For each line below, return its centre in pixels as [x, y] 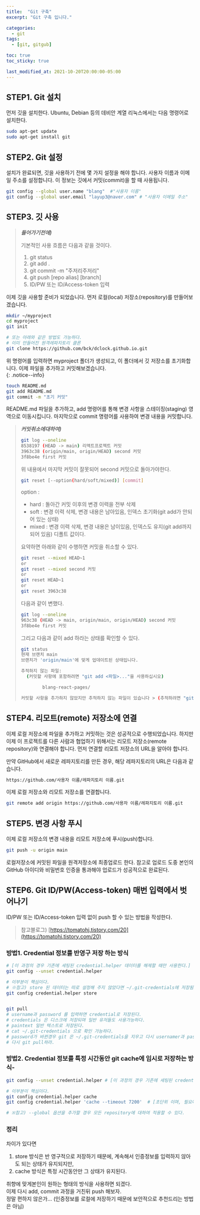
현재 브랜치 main [39, 655]
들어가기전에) [36, 233]
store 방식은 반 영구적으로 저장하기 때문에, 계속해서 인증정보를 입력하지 [97, 1156]
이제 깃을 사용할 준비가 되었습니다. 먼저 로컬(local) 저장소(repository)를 [89, 297]
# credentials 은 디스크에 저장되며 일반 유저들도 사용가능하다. [76, 1020]
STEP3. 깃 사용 [33, 217]
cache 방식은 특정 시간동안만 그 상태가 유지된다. [71, 1171]
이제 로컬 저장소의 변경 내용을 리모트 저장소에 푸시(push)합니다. [80, 839]
